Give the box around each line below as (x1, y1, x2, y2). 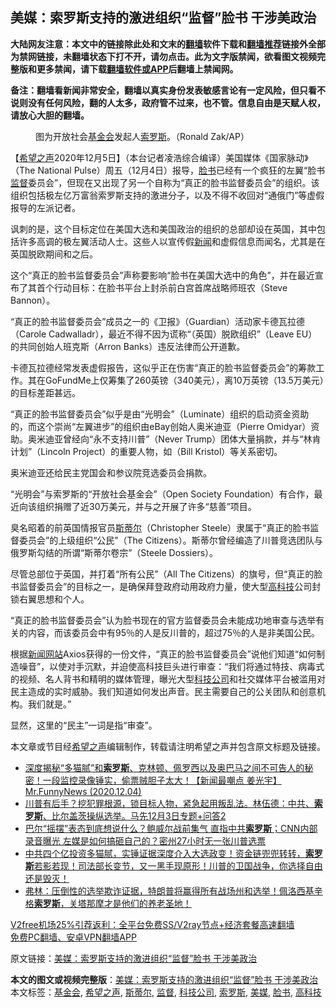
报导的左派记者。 (10, 201, 81, 213)
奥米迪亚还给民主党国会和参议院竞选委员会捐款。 (10, 466, 212, 478)
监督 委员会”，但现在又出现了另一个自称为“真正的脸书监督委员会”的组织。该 (10, 176, 320, 188)
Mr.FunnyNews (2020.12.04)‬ (24, 785, 142, 797)
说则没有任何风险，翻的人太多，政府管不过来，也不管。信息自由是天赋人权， (10, 96, 326, 108)
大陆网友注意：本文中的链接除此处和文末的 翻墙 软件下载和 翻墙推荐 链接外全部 (10, 38, 326, 50)
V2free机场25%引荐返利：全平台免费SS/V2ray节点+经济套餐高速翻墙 (10, 918, 295, 930)
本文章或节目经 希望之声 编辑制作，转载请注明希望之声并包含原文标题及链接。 (10, 740, 326, 752)
